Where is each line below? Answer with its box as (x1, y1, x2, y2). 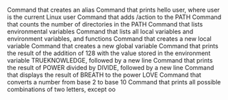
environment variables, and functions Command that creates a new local (7, 35, 212, 43)
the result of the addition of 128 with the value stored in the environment (7, 49, 211, 57)
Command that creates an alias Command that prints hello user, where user (7, 6, 220, 14)
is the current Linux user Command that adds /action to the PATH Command (7, 13, 222, 21)
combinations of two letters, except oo (7, 85, 116, 93)
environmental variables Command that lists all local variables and (7, 27, 194, 35)
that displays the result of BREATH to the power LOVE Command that (7, 71, 202, 79)
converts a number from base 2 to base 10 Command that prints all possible (7, 78, 221, 86)
